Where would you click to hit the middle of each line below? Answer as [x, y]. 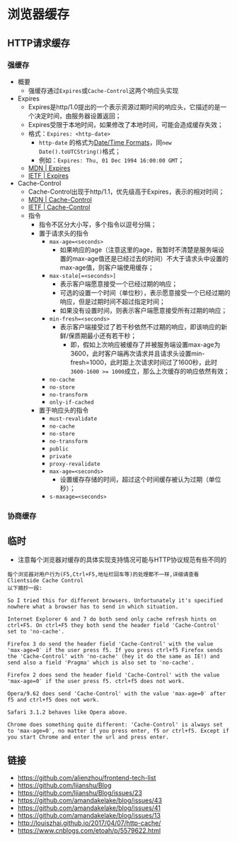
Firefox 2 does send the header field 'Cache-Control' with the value [114, 675]
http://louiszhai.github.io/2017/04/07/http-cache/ [89, 823]
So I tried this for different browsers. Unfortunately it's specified [115, 600]
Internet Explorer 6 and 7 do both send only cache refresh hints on [112, 619]
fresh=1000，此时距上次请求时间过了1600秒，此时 [144, 362]
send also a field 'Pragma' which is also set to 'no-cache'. [101, 663]
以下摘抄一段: [25, 588]
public [59, 449]
